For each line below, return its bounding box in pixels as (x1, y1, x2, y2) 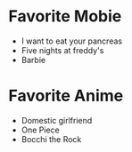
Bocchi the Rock (21, 133, 82, 144)
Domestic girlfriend (21, 115, 93, 125)
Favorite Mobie (8, 6, 122, 27)
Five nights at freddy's (21, 44, 104, 55)
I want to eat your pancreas (21, 36, 122, 46)
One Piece (21, 124, 60, 135)
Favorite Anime (8, 86, 124, 106)
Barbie (21, 54, 46, 65)
